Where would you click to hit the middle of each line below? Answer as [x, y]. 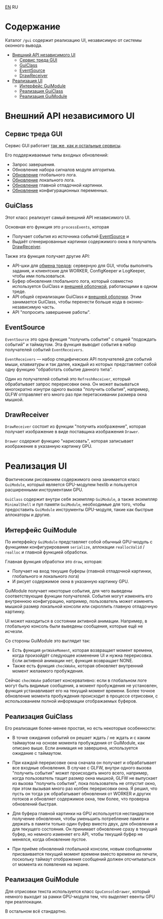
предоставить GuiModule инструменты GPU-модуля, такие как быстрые [79, 510]
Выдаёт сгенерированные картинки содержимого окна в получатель [84, 241]
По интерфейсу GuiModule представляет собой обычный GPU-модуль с [79, 542]
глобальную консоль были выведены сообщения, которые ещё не [74, 626]
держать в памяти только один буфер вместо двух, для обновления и [85, 823]
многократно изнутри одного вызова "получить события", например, [77, 389]
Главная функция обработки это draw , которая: [54, 562]
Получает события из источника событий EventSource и [70, 236]
